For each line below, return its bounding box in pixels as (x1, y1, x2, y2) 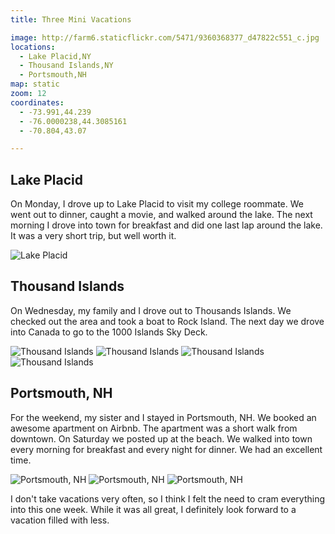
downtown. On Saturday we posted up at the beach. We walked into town (10, 432, 313, 445)
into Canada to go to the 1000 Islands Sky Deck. (10, 326, 208, 338)
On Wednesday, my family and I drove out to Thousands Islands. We (10, 304, 292, 316)
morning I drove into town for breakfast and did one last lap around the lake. (10, 219, 323, 231)
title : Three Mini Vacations (10, 14, 132, 25)
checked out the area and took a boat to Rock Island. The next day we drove (10, 315, 325, 327)
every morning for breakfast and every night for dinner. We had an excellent (10, 443, 323, 455)
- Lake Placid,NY (19, 51, 92, 61)
